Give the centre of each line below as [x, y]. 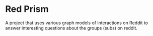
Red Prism [27, 9]
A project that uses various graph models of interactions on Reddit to [77, 23]
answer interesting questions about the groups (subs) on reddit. [71, 28]
